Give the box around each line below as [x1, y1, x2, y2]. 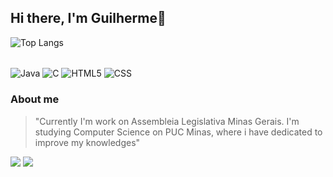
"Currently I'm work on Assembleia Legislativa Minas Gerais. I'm [34, 115, 300, 127]
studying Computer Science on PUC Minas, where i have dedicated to [34, 126, 323, 138]
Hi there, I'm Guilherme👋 [10, 10, 167, 27]
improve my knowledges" [34, 136, 141, 148]
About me [10, 92, 60, 106]
